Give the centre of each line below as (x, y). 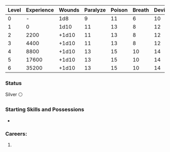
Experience (40, 10)
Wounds (69, 10)
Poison (119, 10)
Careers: (16, 134)
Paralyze (95, 10)
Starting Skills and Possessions (45, 109)
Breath (141, 10)
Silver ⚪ (14, 94)
